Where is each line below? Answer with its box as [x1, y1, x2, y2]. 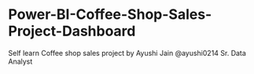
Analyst [8, 57, 33, 66]
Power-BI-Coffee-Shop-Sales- [8, 6, 212, 24]
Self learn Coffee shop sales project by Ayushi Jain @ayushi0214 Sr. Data [8, 48, 246, 57]
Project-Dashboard [8, 22, 136, 40]
